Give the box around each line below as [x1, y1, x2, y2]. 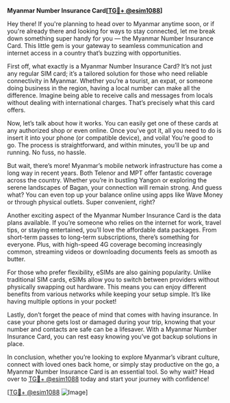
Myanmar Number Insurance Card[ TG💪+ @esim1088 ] [7, 7, 163, 14]
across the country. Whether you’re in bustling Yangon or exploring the [7, 176, 207, 184]
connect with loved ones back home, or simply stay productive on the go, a [7, 361, 220, 368]
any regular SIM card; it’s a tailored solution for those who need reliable [7, 69, 208, 77]
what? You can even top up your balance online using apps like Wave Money [7, 191, 223, 199]
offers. [7, 106, 26, 114]
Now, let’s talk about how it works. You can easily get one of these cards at [7, 119, 219, 127]
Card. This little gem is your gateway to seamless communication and [7, 42, 203, 49]
